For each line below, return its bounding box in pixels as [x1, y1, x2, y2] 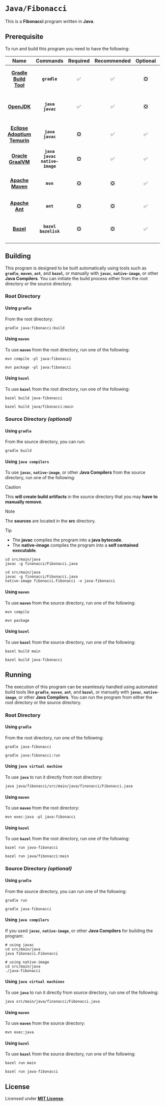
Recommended [94, 57, 131, 64]
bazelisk [39, 228, 60, 234]
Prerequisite [5, 32, 44, 41]
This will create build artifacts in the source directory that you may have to [5, 494, 158, 500]
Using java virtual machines [5, 979, 65, 985]
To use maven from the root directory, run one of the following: [5, 347, 130, 352]
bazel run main [5, 1061, 36, 1066]
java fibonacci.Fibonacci [5, 951, 58, 956]
